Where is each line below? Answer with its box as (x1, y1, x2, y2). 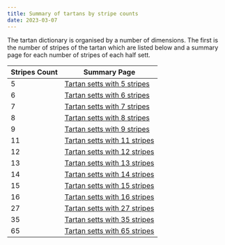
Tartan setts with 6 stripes (64, 90, 150, 100)
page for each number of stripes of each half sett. (7, 50, 151, 59)
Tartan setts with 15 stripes (64, 180, 155, 190)
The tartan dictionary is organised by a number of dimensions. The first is (7, 35, 218, 44)
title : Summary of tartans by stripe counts (7, 10, 139, 17)
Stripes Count (10, 67, 58, 77)
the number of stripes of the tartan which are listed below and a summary (7, 43, 219, 52)
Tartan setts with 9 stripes (64, 124, 150, 134)
